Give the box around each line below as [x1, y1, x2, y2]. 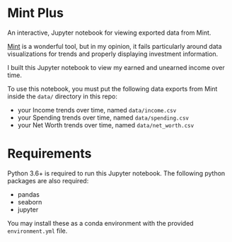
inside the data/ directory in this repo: [7, 92, 118, 100]
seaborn [17, 197, 42, 206]
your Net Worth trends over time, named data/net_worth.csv [17, 120, 195, 129]
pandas [17, 190, 40, 199]
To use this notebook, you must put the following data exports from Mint [7, 84, 218, 93]
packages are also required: [7, 176, 89, 185]
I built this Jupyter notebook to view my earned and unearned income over [7, 63, 225, 71]
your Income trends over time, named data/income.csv [17, 105, 177, 114]
